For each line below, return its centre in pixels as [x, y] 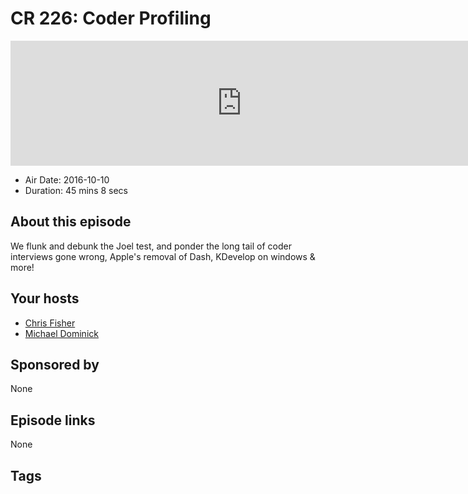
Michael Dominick [61, 333]
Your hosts [45, 298]
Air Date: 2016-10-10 [67, 179]
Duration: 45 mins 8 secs [76, 190]
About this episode [71, 222]
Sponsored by [55, 364]
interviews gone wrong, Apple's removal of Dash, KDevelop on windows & [163, 256]
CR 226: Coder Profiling [111, 18]
